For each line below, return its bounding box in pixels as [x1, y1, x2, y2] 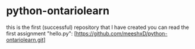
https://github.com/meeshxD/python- [76, 30, 168, 37]
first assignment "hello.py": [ [6, 30, 76, 37]
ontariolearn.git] [6, 36, 46, 43]
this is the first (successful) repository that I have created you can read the [6, 24, 189, 31]
